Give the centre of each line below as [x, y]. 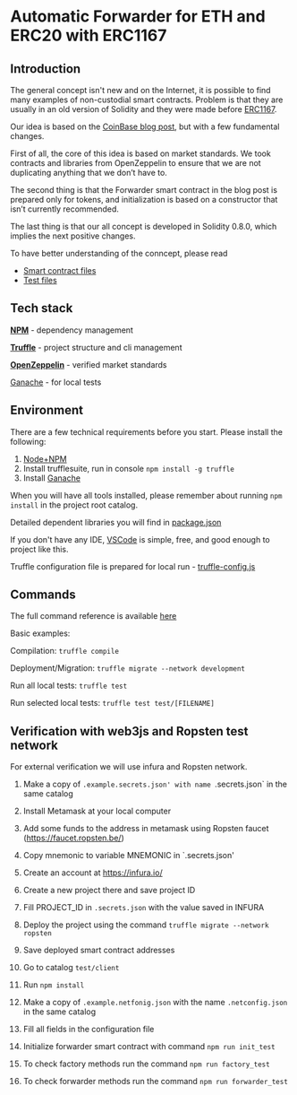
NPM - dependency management [72, 330]
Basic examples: [40, 633]
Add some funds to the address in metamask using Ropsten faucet [146, 829]
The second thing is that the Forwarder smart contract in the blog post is [144, 190]
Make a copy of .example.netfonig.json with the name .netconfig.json [155, 1003]
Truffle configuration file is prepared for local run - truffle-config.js [133, 566]
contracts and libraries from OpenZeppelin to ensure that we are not [136, 163]
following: [28, 441]
